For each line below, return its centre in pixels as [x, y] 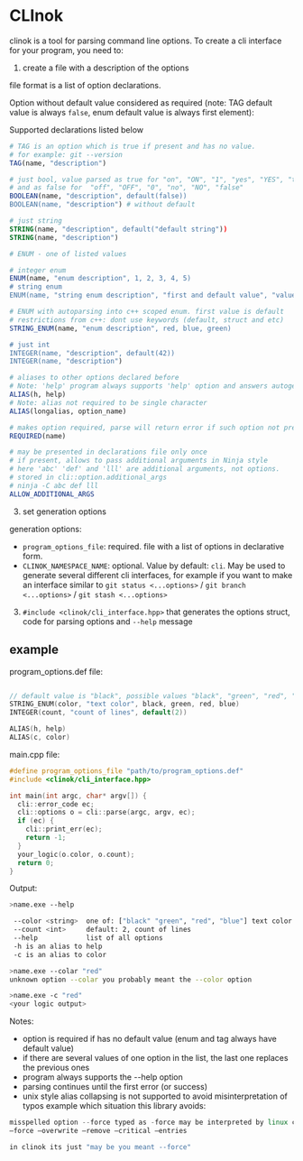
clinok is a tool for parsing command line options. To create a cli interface [146, 41]
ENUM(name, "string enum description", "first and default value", [139, 295]
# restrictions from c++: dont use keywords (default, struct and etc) [147, 320]
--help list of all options [88, 938]
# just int [30, 345]
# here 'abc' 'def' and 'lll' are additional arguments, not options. [145, 469]
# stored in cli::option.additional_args [88, 478]
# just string [36, 221]
